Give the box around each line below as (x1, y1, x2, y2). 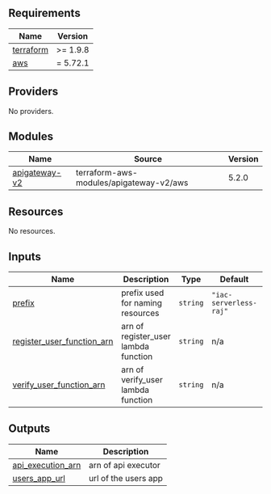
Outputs (8, 422, 51, 436)
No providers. (8, 106, 54, 116)
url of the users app (88, 472, 164, 483)
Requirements (8, 6, 81, 20)
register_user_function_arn (12, 336, 114, 347)
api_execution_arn (12, 459, 81, 471)
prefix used (120, 287, 165, 298)
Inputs (8, 250, 42, 264)
